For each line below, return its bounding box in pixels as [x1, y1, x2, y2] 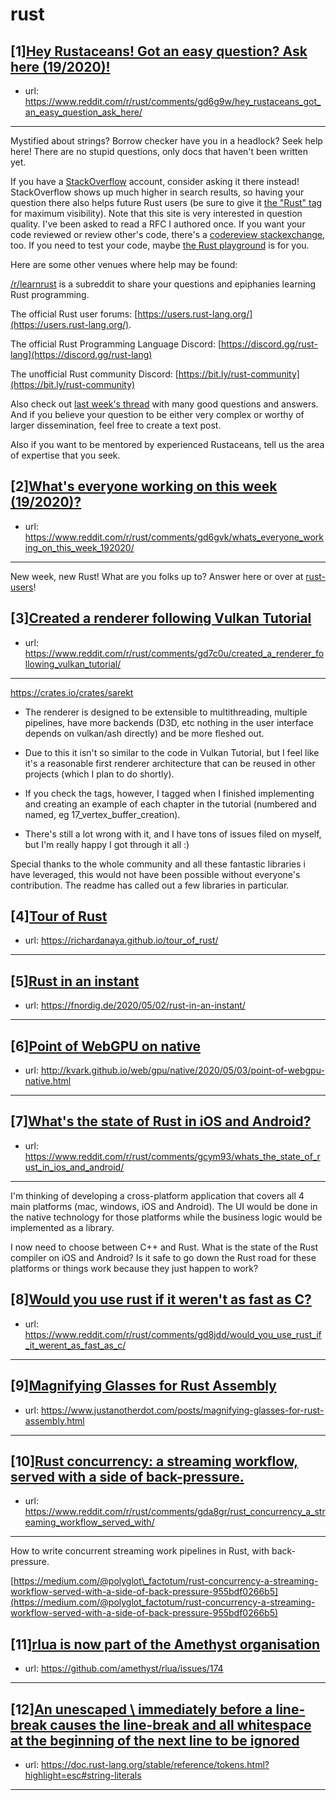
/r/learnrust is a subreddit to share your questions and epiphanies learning [10, 278, 317, 290]
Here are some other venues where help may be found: [10, 259, 238, 270]
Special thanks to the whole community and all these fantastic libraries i [10, 858, 306, 870]
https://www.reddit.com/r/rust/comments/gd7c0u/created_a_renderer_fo [24, 647, 325, 659]
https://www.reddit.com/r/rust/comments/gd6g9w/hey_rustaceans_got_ [24, 96, 322, 107]
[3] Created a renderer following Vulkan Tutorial [10, 610, 312, 627]
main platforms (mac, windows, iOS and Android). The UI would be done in [10, 1200, 318, 1212]
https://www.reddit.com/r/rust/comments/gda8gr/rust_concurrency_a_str [24, 1506, 326, 1518]
